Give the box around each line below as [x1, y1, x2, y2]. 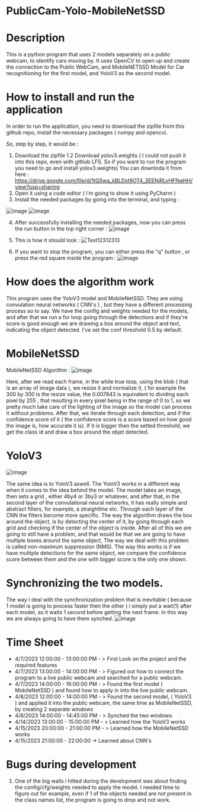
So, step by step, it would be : [6, 140, 79, 147]
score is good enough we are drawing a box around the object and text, [6, 320, 181, 327]
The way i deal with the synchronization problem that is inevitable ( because [6, 596, 192, 603]
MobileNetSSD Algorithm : [6, 366, 70, 374]
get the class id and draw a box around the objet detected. [6, 428, 149, 435]
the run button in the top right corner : [14, 225, 108, 232]
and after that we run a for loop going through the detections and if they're [6, 314, 188, 320]
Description [6, 31, 65, 45]
